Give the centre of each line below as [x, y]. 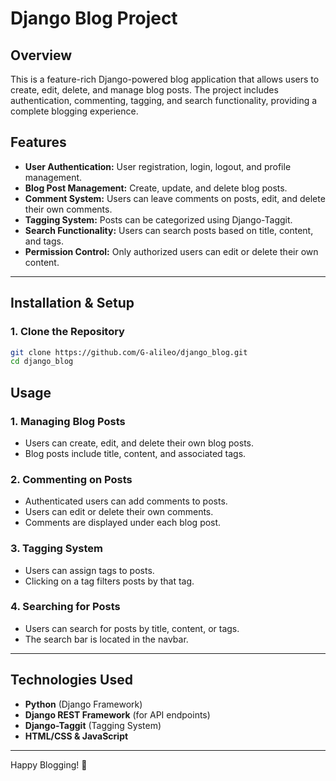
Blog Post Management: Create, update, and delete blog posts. [156, 188]
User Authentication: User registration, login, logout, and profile [158, 166]
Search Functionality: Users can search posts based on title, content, [169, 230]
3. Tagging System [56, 549]
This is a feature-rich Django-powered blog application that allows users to [165, 79]
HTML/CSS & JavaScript [76, 736]
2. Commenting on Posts [71, 479]
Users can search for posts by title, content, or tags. [132, 628]
